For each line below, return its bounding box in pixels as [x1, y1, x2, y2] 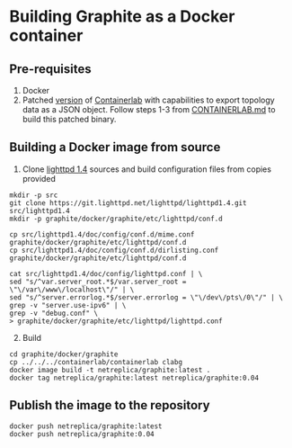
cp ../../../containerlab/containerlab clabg [9, 357, 182, 366]
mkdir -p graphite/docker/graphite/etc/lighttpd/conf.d [9, 214, 223, 223]
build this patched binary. [22, 114, 117, 124]
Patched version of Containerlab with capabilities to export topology [22, 94, 276, 105]
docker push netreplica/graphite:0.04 [9, 429, 155, 438]
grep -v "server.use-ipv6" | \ [9, 300, 127, 309]
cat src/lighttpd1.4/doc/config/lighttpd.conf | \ [9, 269, 203, 278]
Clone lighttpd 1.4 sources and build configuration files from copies [22, 164, 272, 175]
